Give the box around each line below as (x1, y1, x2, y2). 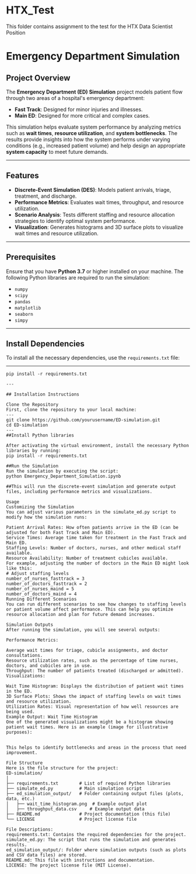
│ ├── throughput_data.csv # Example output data (6, 806, 145, 812)
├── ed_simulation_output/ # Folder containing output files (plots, (6, 791, 184, 797)
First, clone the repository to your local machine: (6, 407, 137, 413)
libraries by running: (6, 448, 61, 454)
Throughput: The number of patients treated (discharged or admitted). (6, 668, 184, 674)
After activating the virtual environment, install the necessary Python (6, 443, 190, 449)
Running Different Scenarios (6, 596, 77, 603)
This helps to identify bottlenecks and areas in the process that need (6, 745, 187, 751)
